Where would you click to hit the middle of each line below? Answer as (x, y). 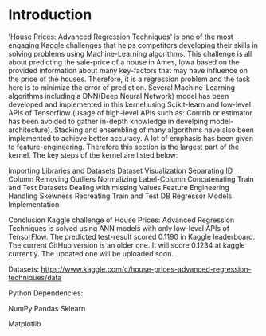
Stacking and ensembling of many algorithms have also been (155, 130)
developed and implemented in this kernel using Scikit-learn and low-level (130, 104)
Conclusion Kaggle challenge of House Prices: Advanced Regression (121, 220)
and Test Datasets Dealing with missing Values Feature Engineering (119, 187)
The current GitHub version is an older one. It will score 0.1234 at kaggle (127, 245)
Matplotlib (25, 323)
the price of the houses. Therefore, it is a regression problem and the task (129, 79)
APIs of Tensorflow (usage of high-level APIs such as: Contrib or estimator (131, 112)
